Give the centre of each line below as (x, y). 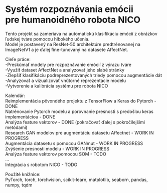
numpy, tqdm (19, 185)
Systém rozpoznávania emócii (69, 9)
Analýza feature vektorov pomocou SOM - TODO (56, 154)
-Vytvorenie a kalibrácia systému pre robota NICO (57, 85)
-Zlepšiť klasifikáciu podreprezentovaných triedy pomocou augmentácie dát (83, 75)
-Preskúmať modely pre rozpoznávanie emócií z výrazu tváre (68, 64)
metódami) (16, 127)
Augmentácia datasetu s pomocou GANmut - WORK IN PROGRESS (74, 143)
